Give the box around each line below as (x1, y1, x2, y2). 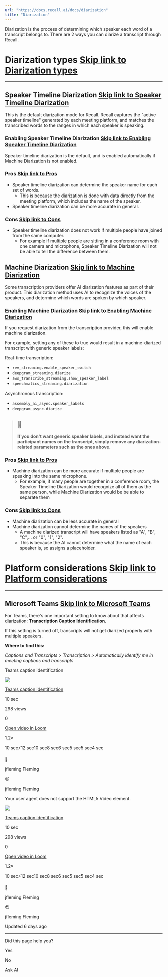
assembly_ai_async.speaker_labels (12, 401, 84, 406)
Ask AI (5, 967, 19, 973)
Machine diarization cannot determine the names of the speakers (12, 523, 147, 529)
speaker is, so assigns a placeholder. (19, 545, 96, 551)
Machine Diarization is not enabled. (5, 158, 78, 164)
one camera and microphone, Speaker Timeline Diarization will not (19, 243, 157, 249)
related (17, 444, 33, 450)
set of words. (12, 187, 40, 193)
